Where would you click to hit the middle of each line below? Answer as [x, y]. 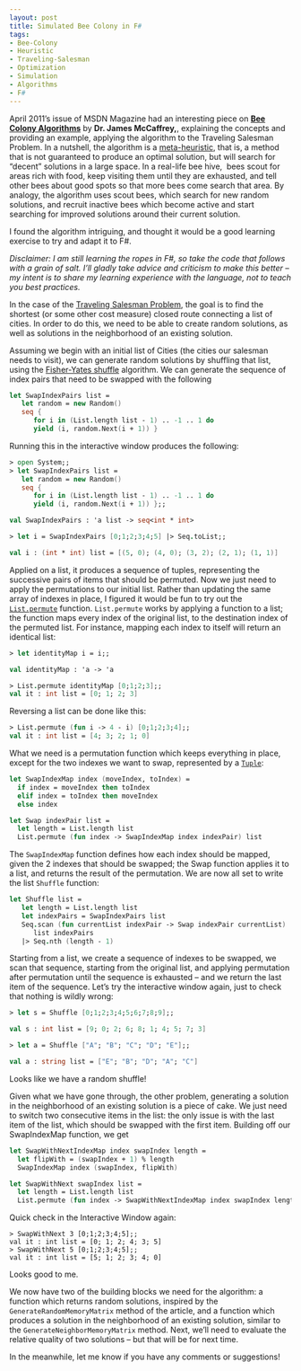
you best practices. [45, 287]
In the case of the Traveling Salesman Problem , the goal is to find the [137, 304]
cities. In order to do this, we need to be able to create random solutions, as [149, 323]
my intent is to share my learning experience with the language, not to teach [150, 277]
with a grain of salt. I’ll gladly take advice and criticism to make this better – [149, 268]
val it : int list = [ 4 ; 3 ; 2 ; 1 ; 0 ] [80, 736]
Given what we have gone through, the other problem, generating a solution [149, 1096]
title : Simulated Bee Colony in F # [76, 26]
